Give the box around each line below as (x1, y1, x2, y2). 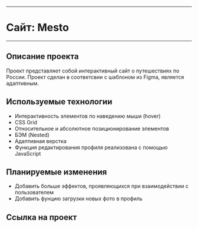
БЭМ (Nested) (14, 131, 50, 138)
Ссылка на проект (6, 212, 77, 222)
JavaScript (14, 150, 41, 157)
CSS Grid (14, 118, 37, 125)
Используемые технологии (6, 97, 113, 107)
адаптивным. (6, 80, 39, 87)
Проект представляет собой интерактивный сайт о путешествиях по (6, 67, 180, 74)
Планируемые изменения (6, 167, 107, 177)
